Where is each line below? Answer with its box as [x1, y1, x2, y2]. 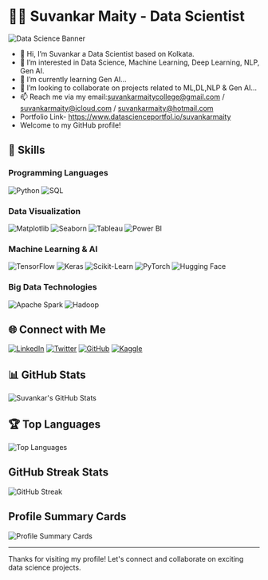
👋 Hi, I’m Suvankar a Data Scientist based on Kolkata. [19, 49, 195, 58]
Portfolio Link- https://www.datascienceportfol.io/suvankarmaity [19, 112, 231, 121]
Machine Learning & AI [8, 243, 98, 254]
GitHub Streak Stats [8, 466, 109, 479]
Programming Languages [8, 168, 109, 179]
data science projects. [8, 562, 81, 572]
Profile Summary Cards [8, 510, 127, 523]
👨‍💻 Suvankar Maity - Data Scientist [8, 7, 245, 26]
